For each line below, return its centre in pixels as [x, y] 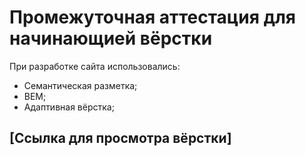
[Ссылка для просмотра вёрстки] [120, 138]
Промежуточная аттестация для [153, 17]
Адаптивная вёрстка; [69, 107]
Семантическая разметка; [80, 85]
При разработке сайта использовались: [95, 66]
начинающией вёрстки [111, 38]
